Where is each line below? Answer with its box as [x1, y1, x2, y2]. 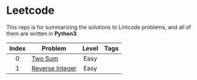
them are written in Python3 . [6, 29, 79, 37]
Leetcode [6, 4, 55, 17]
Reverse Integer [31, 64, 77, 72]
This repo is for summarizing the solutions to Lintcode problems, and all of [6, 23, 192, 31]
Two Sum [31, 54, 59, 63]
